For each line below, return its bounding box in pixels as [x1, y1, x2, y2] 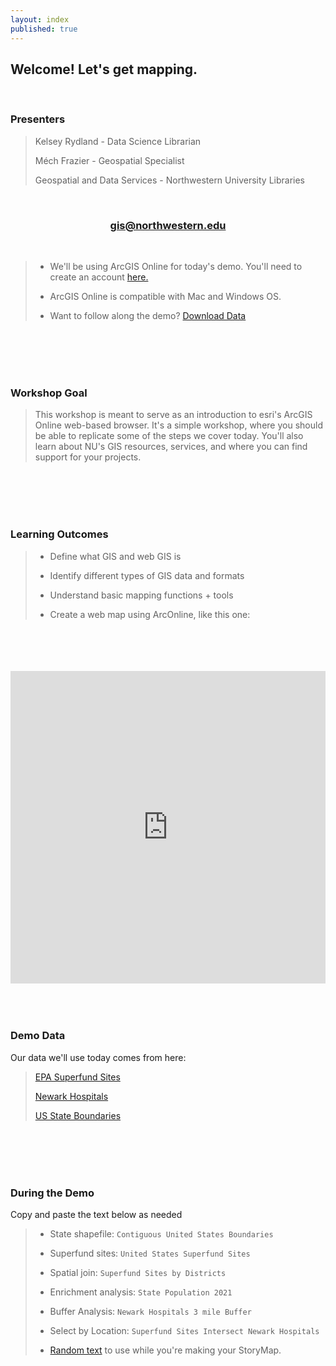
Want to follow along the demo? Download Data [49, 309, 247, 321]
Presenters [10, 112, 66, 126]
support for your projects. [34, 451, 142, 463]
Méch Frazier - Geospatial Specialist [34, 154, 185, 166]
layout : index [10, 14, 70, 25]
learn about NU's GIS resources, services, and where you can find [34, 441, 308, 453]
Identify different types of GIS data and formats [49, 569, 245, 581]
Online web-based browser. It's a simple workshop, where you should [34, 419, 323, 431]
